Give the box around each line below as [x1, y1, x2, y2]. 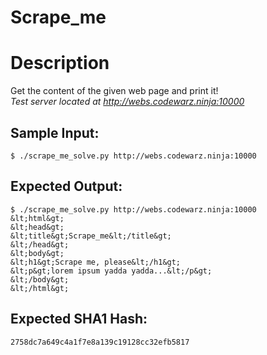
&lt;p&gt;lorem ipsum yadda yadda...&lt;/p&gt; [10, 266, 213, 276]
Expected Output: [10, 178, 123, 195]
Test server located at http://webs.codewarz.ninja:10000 [10, 96, 245, 108]
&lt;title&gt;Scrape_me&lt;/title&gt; [10, 231, 172, 241]
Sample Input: [10, 124, 100, 141]
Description [10, 52, 110, 75]
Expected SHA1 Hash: [10, 311, 148, 328]
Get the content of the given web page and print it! [10, 85, 219, 97]
